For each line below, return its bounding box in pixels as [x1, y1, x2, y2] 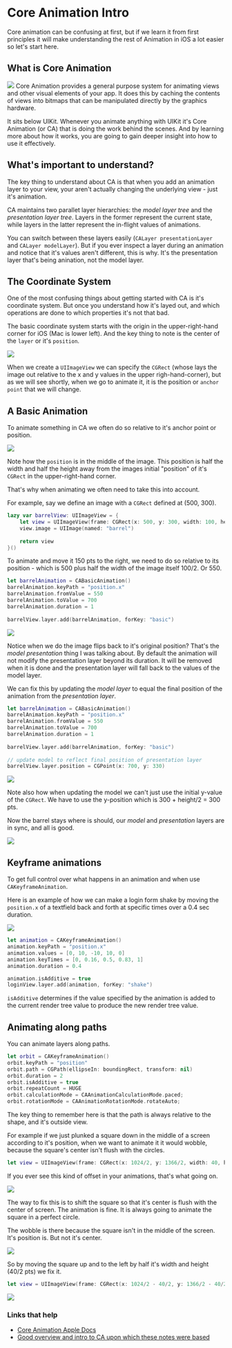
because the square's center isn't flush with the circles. [7, 1146, 165, 1154]
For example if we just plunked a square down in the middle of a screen [7, 1132, 211, 1140]
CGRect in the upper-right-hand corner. [7, 472, 117, 480]
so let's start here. [7, 42, 59, 50]
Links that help [7, 1310, 58, 1320]
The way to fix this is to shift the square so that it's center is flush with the [7, 1198, 217, 1206]
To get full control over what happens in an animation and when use [7, 875, 200, 883]
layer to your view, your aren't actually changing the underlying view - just [7, 185, 218, 193]
